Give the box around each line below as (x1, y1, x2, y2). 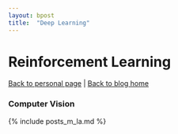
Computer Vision (8, 99, 75, 110)
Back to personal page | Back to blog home (8, 79, 149, 88)
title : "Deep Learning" (8, 19, 90, 27)
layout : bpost (8, 11, 55, 20)
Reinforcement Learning (8, 53, 172, 71)
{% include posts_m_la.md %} (8, 116, 107, 126)
